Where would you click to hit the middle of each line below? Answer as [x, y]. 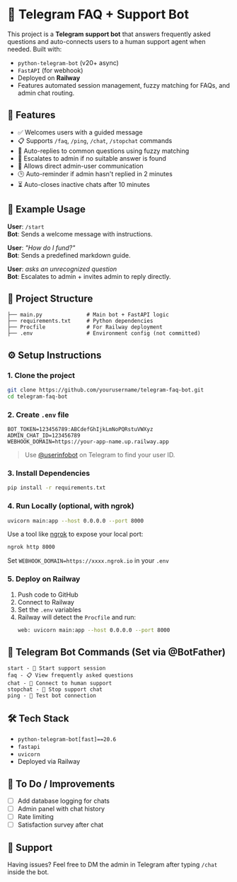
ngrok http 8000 [31, 547]
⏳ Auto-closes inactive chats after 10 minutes [83, 184]
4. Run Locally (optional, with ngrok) [71, 506]
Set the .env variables [49, 609]
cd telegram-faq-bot [38, 396]
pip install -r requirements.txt [57, 488]
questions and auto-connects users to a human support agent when [106, 41]
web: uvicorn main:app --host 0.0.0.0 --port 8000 [94, 630]
